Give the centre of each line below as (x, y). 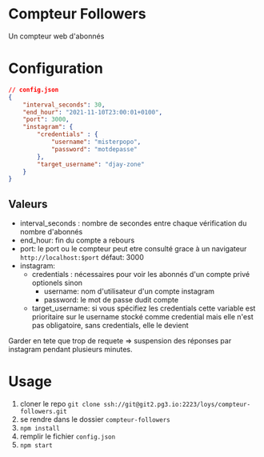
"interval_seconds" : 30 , (64, 105)
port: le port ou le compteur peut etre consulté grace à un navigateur (133, 249)
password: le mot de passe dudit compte (111, 300)
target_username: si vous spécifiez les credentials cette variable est (144, 308)
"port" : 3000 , (46, 120)
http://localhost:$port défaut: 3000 (82, 258)
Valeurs (28, 204)
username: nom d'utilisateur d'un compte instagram (129, 291)
